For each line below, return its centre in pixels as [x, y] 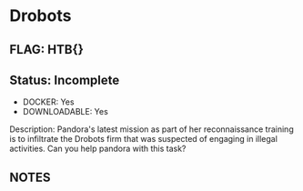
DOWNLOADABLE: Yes [66, 112]
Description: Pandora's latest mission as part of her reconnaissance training [151, 129]
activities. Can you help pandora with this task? [98, 149]
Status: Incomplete [65, 80]
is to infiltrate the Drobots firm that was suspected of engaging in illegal [143, 139]
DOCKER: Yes [48, 102]
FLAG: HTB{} [47, 50]
